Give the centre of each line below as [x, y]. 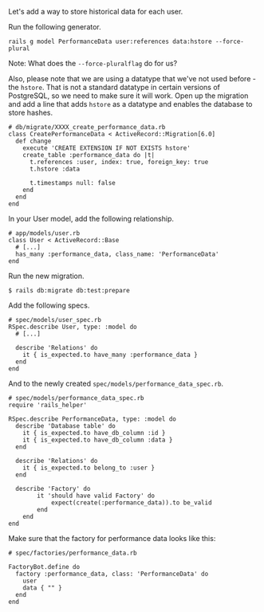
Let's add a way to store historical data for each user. [96, 12]
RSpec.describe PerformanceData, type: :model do [93, 419]
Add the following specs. [49, 305]
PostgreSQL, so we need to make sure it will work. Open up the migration [128, 96]
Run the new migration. [47, 276]
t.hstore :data [55, 169]
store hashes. [31, 112]
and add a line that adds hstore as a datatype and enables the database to [130, 104]
